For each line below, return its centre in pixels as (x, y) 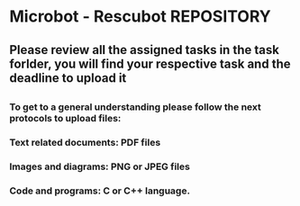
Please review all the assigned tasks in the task (144, 50)
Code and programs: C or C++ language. (100, 191)
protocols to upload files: (65, 118)
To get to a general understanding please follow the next (135, 107)
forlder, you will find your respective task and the (150, 63)
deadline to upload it (68, 78)
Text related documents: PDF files (85, 142)
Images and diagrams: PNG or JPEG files (100, 166)
